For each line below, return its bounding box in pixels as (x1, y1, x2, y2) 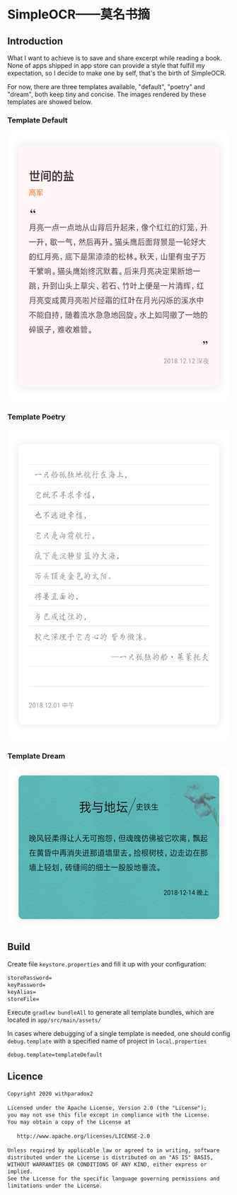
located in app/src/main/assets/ (7, 1015, 101, 1024)
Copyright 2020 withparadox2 (7, 1090, 93, 1097)
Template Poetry (7, 412, 66, 422)
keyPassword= (7, 981, 46, 988)
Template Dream (7, 751, 66, 761)
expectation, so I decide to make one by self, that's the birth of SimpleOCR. (7, 69, 226, 77)
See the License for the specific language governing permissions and (7, 1175, 220, 1182)
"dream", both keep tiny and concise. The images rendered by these (7, 90, 207, 98)
